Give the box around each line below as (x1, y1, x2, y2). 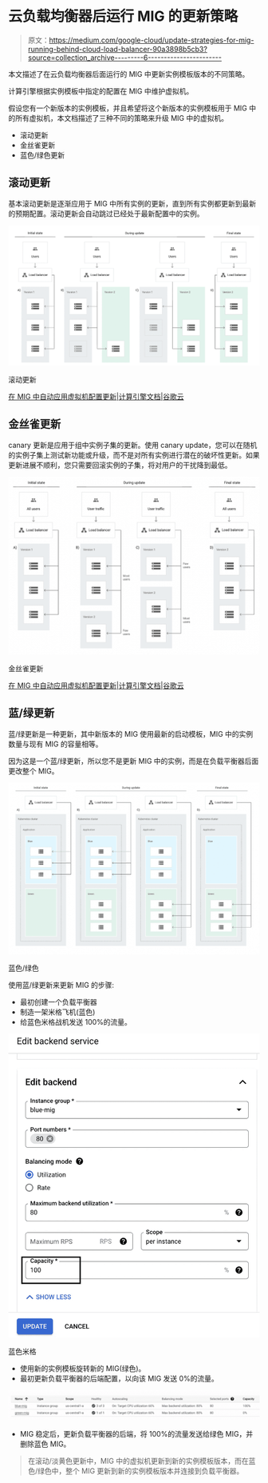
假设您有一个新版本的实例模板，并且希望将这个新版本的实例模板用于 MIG (8, 103, 247, 113)
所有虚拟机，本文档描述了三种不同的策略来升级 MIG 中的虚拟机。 (14, 113, 229, 122)
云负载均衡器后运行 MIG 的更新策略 (8, 7, 238, 26)
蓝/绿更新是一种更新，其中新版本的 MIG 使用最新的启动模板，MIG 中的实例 (8, 729, 254, 738)
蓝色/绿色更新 (19, 150, 65, 160)
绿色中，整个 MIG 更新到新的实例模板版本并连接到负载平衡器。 (37, 1465, 244, 1476)
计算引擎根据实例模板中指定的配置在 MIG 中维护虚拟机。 (8, 86, 194, 96)
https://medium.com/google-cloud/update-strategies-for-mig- (49, 35, 254, 45)
